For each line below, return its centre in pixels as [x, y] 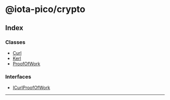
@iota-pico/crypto [45, 9]
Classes [15, 42]
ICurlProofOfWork [31, 88]
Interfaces [18, 76]
